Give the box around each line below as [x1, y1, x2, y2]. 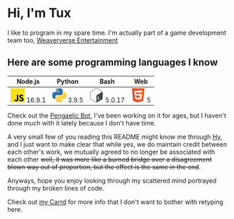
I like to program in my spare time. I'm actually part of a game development [7, 28, 227, 37]
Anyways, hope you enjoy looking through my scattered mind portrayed [7, 176, 217, 185]
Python [56, 77, 79, 86]
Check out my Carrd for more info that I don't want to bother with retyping [7, 198, 223, 206]
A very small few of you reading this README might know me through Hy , [7, 133, 223, 141]
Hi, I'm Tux [7, 5, 72, 21]
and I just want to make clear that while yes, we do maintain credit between [7, 140, 228, 148]
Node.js [16, 77, 40, 86]
